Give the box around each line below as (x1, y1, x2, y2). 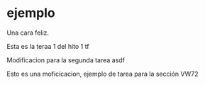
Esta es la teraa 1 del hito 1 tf (6, 42, 89, 50)
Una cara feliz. (6, 28, 50, 37)
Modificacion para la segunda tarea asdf (6, 55, 126, 64)
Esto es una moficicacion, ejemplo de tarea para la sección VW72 (6, 69, 199, 78)
